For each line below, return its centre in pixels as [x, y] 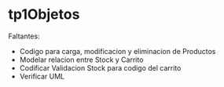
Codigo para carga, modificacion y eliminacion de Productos [118, 51]
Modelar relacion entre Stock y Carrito [81, 60]
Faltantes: [24, 36]
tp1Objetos [44, 14]
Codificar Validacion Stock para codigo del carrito [100, 67]
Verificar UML [42, 76]
